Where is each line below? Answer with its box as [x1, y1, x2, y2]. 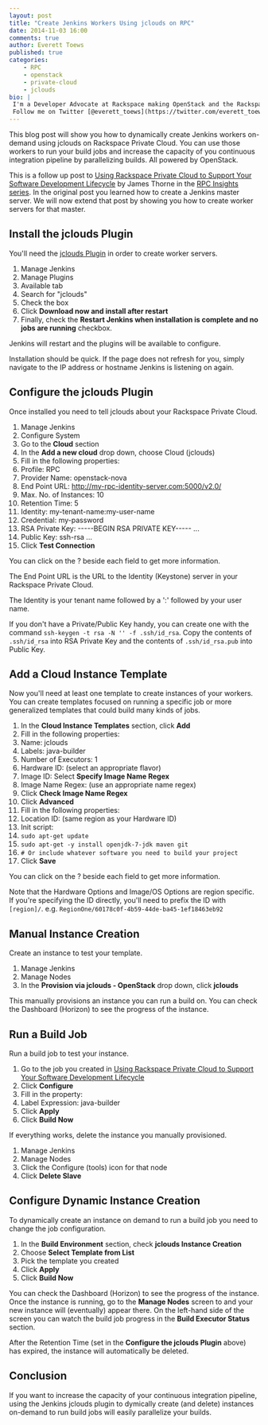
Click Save [20, 857, 56, 866]
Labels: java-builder [20, 746, 86, 756]
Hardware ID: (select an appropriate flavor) [20, 763, 161, 773]
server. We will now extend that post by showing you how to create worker [9, 196, 254, 205]
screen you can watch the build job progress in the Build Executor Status [9, 1314, 250, 1323]
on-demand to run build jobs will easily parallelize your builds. [9, 1407, 212, 1417]
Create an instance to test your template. [9, 948, 143, 958]
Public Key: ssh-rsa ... [20, 532, 92, 541]
